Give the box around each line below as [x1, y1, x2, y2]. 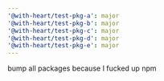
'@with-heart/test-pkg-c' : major [7, 26, 120, 34]
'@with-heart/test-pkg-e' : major [7, 42, 120, 50]
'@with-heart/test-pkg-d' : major [7, 34, 120, 43]
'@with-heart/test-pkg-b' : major [7, 19, 120, 27]
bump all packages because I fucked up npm [7, 63, 157, 73]
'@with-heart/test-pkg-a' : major [7, 11, 120, 20]
